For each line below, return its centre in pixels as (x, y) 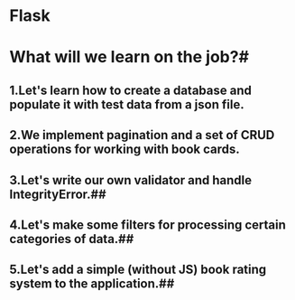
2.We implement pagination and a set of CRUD (142, 135)
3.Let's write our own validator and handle (131, 180)
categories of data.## (72, 239)
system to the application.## (92, 284)
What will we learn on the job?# (129, 57)
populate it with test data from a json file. (127, 104)
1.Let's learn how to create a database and (131, 90)
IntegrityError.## (58, 194)
